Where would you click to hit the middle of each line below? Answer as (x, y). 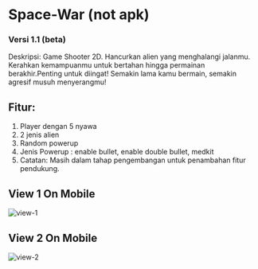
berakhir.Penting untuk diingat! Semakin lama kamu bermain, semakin (123, 74)
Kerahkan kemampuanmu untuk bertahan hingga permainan (107, 65)
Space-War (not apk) (79, 15)
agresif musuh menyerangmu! (57, 82)
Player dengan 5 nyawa (58, 127)
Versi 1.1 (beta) (37, 40)
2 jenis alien (39, 135)
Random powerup (49, 143)
